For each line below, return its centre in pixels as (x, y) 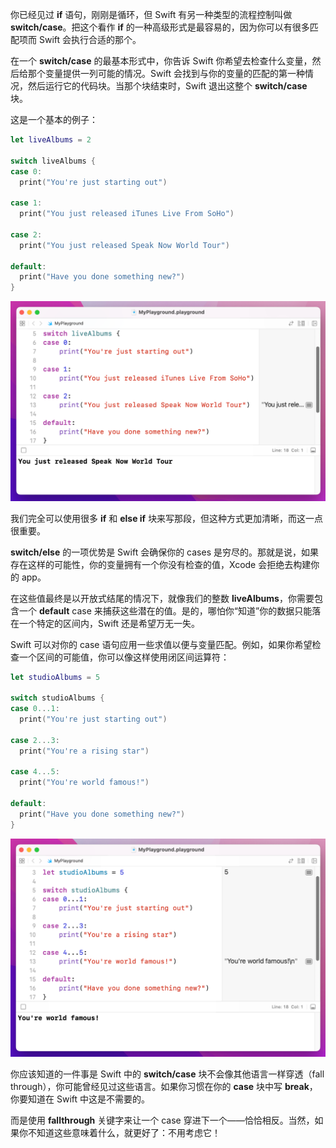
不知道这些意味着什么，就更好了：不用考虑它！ (124, 1132)
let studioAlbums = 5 (55, 677)
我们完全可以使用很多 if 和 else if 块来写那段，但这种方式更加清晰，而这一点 (167, 518)
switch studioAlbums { (57, 698)
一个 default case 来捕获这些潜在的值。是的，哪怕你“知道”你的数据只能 (165, 610)
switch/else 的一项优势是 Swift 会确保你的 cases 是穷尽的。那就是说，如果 (164, 552)
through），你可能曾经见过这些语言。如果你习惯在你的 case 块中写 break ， (164, 1086)
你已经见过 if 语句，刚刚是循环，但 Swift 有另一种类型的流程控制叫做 (151, 14)
